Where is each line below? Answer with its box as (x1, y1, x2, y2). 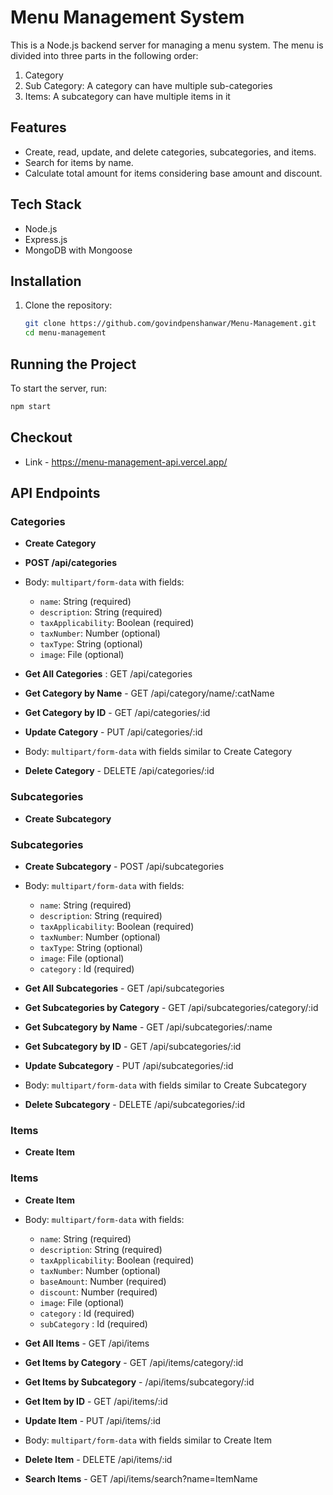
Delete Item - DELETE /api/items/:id (24, 1453, 173, 1465)
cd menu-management (24, 328, 107, 338)
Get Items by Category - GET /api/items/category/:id (24, 1356, 244, 1368)
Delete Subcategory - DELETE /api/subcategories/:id (24, 1098, 246, 1110)
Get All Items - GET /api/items (24, 1337, 150, 1349)
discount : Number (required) (39, 1286, 158, 1298)
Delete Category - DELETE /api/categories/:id (24, 765, 215, 777)
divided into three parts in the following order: (10, 49, 199, 61)
